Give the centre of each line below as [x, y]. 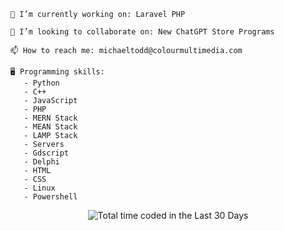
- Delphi [41, 162]
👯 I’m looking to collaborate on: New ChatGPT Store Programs [142, 32]
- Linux [39, 188]
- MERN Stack [50, 118]
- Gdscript [46, 153]
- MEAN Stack [50, 127]
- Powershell [50, 197]
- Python [41, 83]
